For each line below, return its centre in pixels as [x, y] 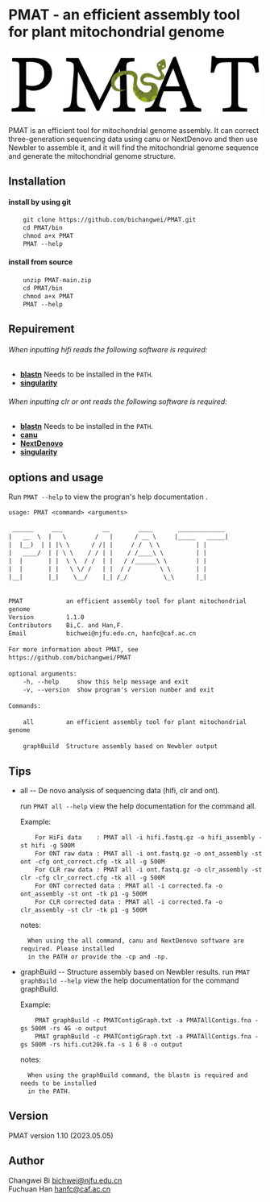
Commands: [25, 706]
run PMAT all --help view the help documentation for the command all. [138, 806]
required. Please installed [67, 949]
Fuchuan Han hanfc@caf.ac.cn [60, 1189]
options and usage [56, 477]
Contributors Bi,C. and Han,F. [66, 626]
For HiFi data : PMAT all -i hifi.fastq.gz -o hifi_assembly [145, 838]
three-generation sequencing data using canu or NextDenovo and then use [133, 139]
